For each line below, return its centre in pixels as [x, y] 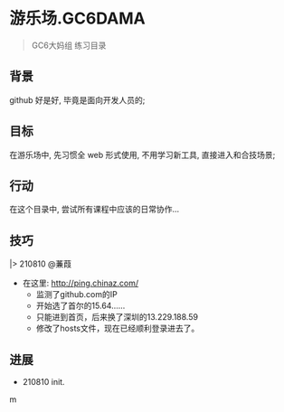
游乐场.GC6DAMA [78, 19]
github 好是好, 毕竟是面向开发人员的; [77, 99]
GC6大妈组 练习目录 [69, 45]
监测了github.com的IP [76, 295]
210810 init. [43, 382]
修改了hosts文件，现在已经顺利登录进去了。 [118, 328]
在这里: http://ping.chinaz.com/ [80, 283]
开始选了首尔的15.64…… [80, 306]
